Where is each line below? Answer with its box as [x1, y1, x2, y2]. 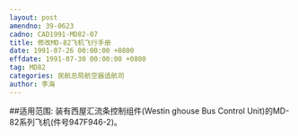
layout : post [9, 13, 58, 22]
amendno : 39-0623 [9, 21, 74, 30]
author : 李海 [9, 80, 56, 89]
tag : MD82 [9, 64, 47, 72]
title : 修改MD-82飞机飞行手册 [9, 38, 112, 47]
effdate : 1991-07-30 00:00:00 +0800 [9, 55, 146, 64]
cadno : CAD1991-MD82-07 [9, 30, 99, 38]
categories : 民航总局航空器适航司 [9, 72, 125, 81]
